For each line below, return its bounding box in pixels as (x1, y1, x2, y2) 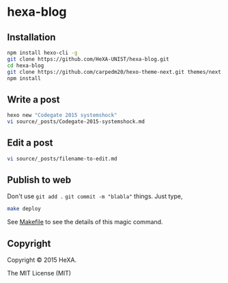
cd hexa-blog (7, 62, 44, 69)
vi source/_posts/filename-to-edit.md (7, 155, 117, 162)
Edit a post (7, 137, 53, 149)
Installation (7, 31, 56, 43)
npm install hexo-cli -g (7, 49, 78, 56)
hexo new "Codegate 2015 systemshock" (7, 112, 117, 119)
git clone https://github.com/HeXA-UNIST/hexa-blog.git (7, 55, 169, 62)
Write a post (7, 94, 60, 105)
